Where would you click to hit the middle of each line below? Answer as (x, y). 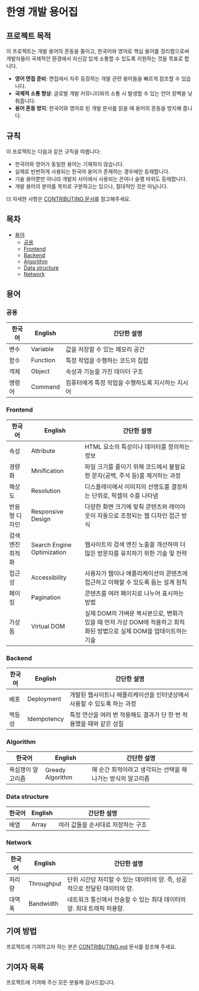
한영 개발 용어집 (42, 12)
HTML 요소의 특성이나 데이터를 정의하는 (137, 447)
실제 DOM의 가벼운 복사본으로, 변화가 (134, 613)
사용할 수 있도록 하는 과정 (103, 704)
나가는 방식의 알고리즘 (121, 778)
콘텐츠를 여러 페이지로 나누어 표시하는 (134, 593)
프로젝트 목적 (29, 36)
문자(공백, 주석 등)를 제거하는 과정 (136, 476)
